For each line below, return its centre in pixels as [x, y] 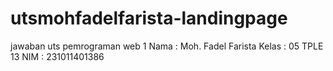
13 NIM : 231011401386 [57, 56]
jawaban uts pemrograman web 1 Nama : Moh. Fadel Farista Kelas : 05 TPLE [167, 46]
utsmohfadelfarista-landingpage [149, 18]
